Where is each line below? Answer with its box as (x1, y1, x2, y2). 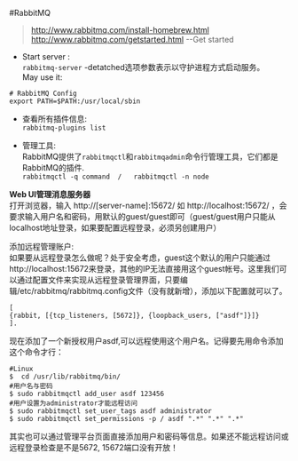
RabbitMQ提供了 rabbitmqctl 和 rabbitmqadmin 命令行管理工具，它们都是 (21, 151, 278, 162)
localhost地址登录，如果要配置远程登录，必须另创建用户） (9, 222, 222, 233)
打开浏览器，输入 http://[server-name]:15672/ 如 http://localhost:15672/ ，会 (9, 200, 287, 211)
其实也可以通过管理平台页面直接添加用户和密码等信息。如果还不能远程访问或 (9, 431, 289, 441)
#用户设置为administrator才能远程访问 (9, 399, 138, 408)
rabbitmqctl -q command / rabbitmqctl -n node (21, 172, 210, 181)
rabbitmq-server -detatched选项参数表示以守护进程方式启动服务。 (21, 62, 265, 72)
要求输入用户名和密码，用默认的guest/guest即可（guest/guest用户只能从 (9, 211, 277, 221)
